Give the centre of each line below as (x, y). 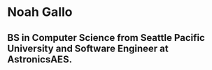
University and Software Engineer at (88, 48)
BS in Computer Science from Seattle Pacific (106, 38)
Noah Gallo (40, 12)
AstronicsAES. (40, 59)
